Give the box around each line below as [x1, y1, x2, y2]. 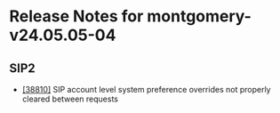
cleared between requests [21, 93, 118, 104]
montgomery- [146, 6, 252, 27]
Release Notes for [9, 6, 144, 27]
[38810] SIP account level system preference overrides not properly [21, 85, 271, 94]
